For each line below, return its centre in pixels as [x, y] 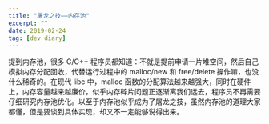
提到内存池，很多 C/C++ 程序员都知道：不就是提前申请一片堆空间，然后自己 [133, 62]
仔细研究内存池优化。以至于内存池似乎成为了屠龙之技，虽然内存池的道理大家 [134, 102]
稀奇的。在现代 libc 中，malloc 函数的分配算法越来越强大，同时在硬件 [137, 82]
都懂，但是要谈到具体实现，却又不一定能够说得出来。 [96, 112]
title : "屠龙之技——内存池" [49, 16]
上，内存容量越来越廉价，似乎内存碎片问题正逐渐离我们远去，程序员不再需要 [134, 92]
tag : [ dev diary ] [37, 38]
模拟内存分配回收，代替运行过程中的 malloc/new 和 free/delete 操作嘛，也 [130, 72]
